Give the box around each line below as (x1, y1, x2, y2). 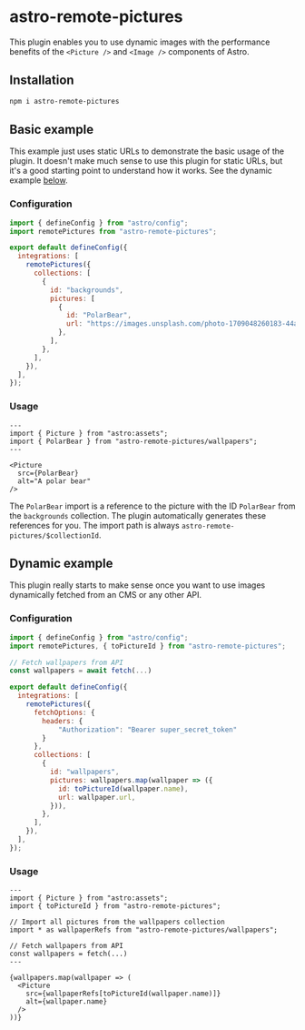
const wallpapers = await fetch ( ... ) (9, 666, 152, 675)
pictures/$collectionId (9, 530, 100, 540)
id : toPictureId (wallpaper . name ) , (57, 784, 189, 793)
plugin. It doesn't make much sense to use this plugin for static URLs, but (9, 156, 283, 167)
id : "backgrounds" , (49, 285, 124, 295)
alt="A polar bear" (17, 476, 92, 486)
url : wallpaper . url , (57, 793, 136, 802)
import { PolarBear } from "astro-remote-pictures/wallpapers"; (9, 437, 258, 446)
